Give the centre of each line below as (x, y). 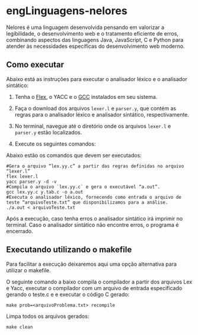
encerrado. (20, 231)
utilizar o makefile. (28, 270)
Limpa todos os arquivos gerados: (48, 316)
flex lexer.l (22, 176)
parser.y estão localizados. (48, 132)
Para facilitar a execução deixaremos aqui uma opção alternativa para (91, 264)
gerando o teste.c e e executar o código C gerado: (68, 294)
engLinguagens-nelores (67, 11)
